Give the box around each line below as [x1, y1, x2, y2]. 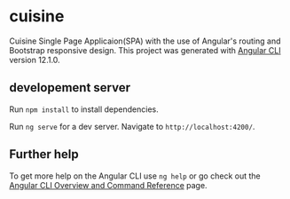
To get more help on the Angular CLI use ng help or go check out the [9, 171, 261, 181]
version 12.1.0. [9, 54, 60, 65]
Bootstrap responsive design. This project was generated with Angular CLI [9, 44, 281, 55]
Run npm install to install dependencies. [9, 104, 159, 115]
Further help [9, 147, 80, 162]
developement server [9, 80, 131, 95]
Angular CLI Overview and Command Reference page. [9, 179, 208, 190]
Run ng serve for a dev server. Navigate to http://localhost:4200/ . [9, 121, 255, 131]
